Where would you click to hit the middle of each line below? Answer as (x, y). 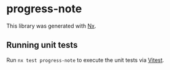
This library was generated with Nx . (51, 26)
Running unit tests (42, 45)
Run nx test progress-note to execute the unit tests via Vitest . (85, 60)
